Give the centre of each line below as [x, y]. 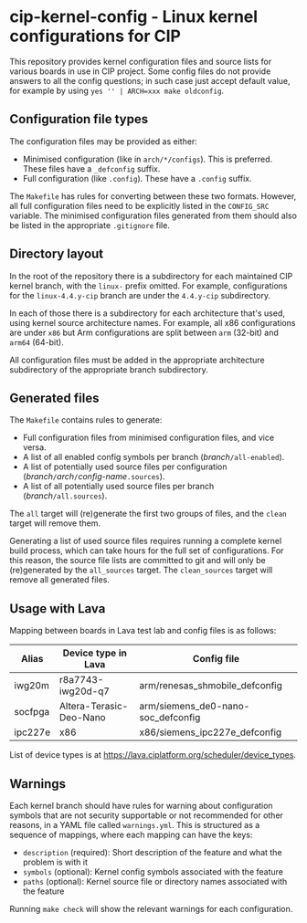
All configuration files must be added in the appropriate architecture [137, 360]
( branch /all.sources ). [65, 496]
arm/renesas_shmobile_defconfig [211, 686]
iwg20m [32, 686]
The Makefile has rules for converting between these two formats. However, [153, 196]
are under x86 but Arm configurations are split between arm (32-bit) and [144, 332]
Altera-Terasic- [94, 707]
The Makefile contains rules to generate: [86, 420]
